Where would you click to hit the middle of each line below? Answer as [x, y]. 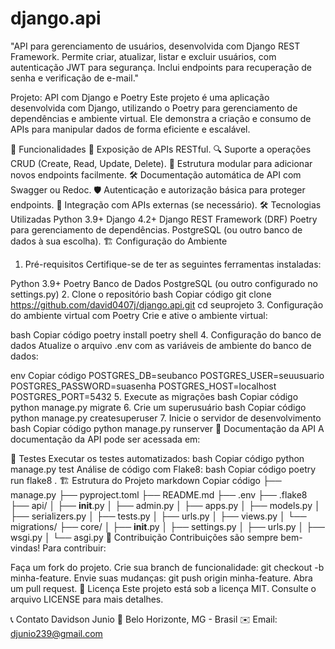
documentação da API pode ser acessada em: [105, 439]
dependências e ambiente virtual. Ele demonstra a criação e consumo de [161, 118]
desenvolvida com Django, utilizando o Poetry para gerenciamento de [154, 108]
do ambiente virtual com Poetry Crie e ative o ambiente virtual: [139, 315]
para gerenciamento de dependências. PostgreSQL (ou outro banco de [156, 229]
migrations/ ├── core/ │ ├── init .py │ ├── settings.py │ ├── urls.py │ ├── [168, 526]
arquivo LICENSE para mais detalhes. [87, 599]
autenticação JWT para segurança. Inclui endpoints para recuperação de [161, 67]
